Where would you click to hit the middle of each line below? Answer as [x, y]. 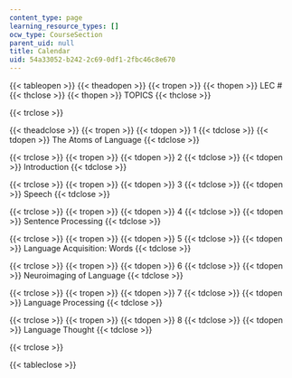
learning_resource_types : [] [64, 26]
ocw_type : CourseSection [56, 34]
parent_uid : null [42, 43]
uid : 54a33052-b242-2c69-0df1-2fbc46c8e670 [93, 60]
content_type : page [46, 18]
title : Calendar [40, 52]
